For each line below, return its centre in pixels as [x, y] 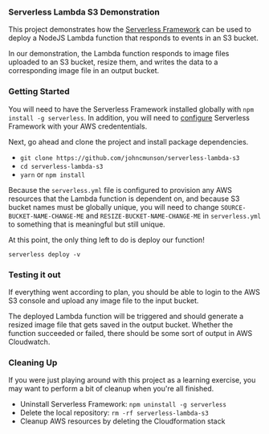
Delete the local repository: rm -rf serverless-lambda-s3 [114, 413]
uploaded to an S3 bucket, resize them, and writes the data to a [113, 62]
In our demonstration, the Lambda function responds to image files [119, 54]
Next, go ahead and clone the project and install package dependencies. [128, 141]
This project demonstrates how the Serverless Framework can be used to [130, 30]
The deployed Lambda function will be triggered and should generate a [126, 316]
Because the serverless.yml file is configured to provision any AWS [120, 190]
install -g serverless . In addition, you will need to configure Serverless [129, 117]
